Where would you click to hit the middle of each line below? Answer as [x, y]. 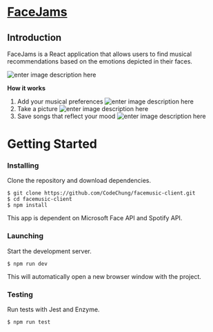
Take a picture [37, 109]
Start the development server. [49, 251]
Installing [23, 166]
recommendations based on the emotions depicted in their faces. [100, 61]
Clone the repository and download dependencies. [79, 181]
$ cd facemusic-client [40, 199]
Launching [25, 236]
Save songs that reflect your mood [66, 116]
